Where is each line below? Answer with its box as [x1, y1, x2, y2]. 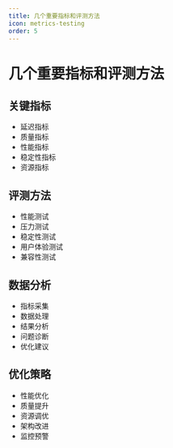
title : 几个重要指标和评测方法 [8, 11, 100, 20]
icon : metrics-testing [8, 19, 85, 28]
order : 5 [8, 27, 38, 35]
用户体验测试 [19, 242, 63, 252]
